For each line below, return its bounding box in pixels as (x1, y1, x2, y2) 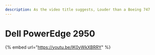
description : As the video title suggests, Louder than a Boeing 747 (5, 7, 151, 12)
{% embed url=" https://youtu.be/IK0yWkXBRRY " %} (5, 44, 111, 50)
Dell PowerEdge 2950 (5, 28, 96, 39)
